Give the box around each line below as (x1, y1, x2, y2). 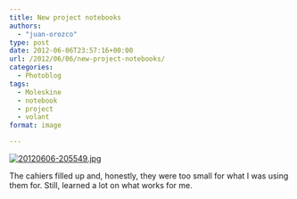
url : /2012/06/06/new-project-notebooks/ (9, 54, 166, 63)
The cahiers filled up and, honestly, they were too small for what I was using (9, 170, 289, 181)
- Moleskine (17, 87, 62, 96)
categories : (9, 63, 54, 72)
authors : (9, 21, 42, 30)
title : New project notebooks (9, 12, 122, 22)
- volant (17, 112, 50, 121)
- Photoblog (17, 71, 62, 80)
